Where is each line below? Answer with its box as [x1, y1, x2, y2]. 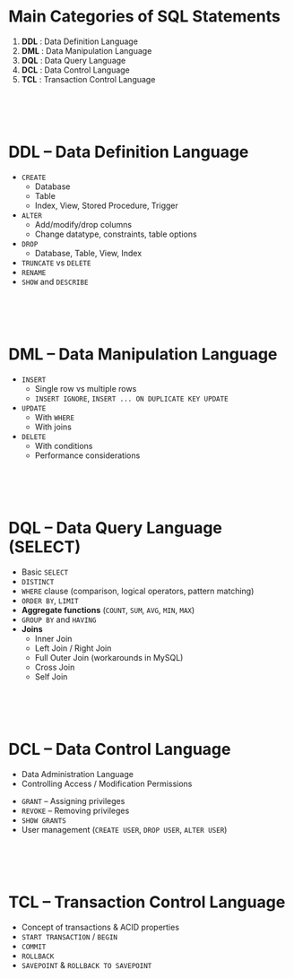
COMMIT [21, 942, 47, 951]
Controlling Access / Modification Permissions [21, 778, 193, 789]
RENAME [21, 268, 47, 277]
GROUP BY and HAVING [21, 614, 97, 625]
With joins [34, 421, 73, 432]
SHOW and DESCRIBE [21, 276, 89, 287]
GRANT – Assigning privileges [21, 795, 125, 806]
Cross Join [34, 662, 75, 672]
